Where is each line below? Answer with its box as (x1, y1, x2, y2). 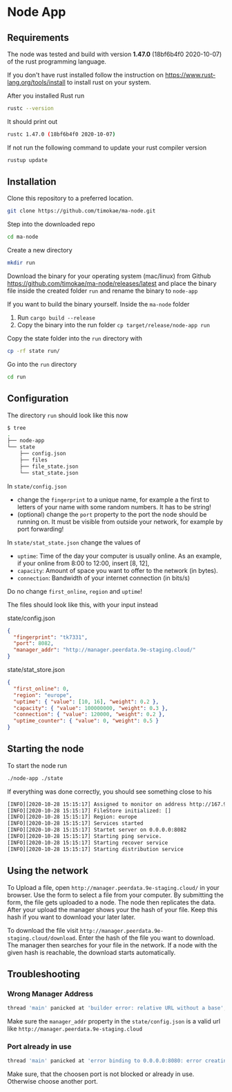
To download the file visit (7, 926, 79, 934)
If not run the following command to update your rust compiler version (7, 143, 207, 152)
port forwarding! (17, 525, 64, 533)
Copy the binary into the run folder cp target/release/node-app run (17, 321, 211, 329)
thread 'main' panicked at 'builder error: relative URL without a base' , (7, 1005, 227, 1012)
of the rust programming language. (7, 57, 107, 66)
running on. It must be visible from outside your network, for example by (17, 517, 223, 526)
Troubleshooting (7, 968, 81, 980)
